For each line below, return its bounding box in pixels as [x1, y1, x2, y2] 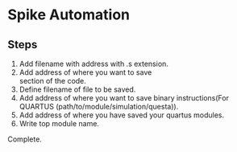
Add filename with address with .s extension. [19, 59, 168, 68]
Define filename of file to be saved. [19, 84, 136, 94]
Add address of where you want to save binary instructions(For [19, 93, 229, 102]
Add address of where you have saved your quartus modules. [19, 110, 225, 120]
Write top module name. [19, 119, 100, 128]
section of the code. [19, 76, 86, 85]
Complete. [7, 134, 42, 144]
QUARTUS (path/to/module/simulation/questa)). [19, 102, 179, 111]
